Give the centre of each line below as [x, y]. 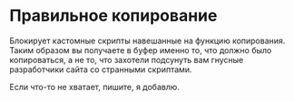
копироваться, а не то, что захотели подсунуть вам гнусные [127, 60]
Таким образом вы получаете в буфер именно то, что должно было [141, 50]
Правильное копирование [113, 16]
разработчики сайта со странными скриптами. [101, 69]
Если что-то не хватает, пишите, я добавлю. [94, 87]
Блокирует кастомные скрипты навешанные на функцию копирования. [147, 41]
